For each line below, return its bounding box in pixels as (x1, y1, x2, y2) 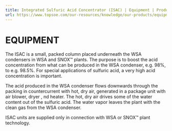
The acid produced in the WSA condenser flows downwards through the (5, 83, 158, 89)
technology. (5, 120, 31, 126)
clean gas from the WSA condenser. (5, 104, 82, 111)
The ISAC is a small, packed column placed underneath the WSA (5, 51, 142, 57)
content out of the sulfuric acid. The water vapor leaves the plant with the (5, 99, 160, 105)
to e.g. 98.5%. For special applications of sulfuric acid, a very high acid (5, 68, 155, 74)
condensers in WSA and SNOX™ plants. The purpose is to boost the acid (5, 57, 158, 63)
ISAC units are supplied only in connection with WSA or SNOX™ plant (5, 115, 150, 121)
